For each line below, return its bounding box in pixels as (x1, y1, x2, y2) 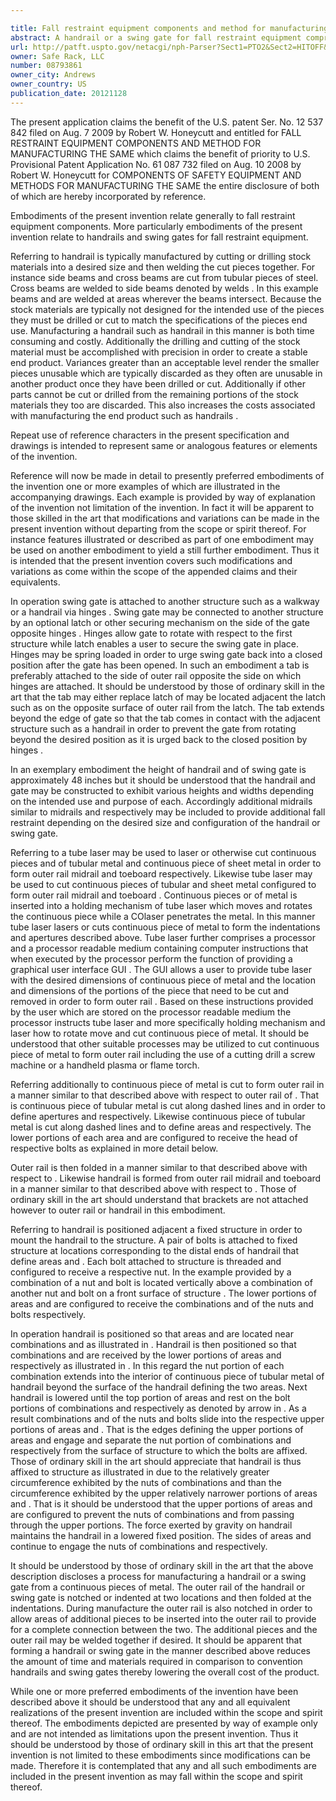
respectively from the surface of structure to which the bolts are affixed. (10, 1444, 308, 1456)
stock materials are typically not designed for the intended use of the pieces (10, 303, 325, 315)
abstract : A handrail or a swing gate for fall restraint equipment (10, 32, 302, 43)
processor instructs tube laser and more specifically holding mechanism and (10, 1016, 326, 1028)
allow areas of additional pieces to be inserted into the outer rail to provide (10, 1612, 317, 1625)
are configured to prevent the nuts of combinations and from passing (10, 1508, 295, 1520)
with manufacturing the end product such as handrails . (10, 409, 239, 421)
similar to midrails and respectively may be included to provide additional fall (10, 806, 326, 818)
